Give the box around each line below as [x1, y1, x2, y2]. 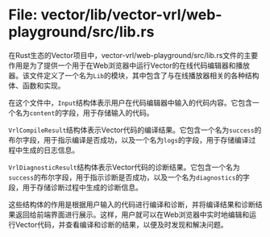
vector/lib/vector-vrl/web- [40, 6, 222, 24]
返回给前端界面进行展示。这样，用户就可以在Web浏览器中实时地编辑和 [15, 210, 250, 219]
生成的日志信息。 [22, 145, 79, 155]
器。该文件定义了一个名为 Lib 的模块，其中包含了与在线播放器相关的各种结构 [8, 70, 260, 80]
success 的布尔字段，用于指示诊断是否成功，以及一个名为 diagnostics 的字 [8, 172, 250, 182]
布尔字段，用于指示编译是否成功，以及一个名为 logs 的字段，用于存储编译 [8, 135, 249, 144]
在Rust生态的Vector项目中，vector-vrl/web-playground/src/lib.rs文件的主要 [8, 50, 259, 60]
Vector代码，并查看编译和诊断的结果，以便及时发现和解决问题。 [15, 219, 228, 229]
